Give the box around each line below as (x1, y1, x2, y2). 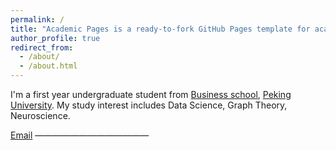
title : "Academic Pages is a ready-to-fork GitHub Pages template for (10, 24, 311, 34)
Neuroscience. (10, 110, 71, 121)
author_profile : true (10, 33, 101, 43)
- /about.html (19, 61, 78, 71)
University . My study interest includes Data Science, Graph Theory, (10, 99, 288, 111)
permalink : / (10, 14, 65, 25)
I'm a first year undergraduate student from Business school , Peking (10, 89, 292, 100)
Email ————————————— (10, 129, 150, 141)
